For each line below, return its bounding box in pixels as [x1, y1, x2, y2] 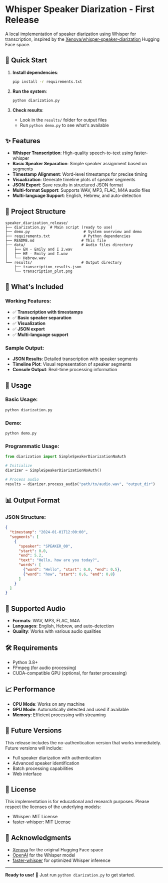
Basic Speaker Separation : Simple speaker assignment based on [12, 161, 147, 167]
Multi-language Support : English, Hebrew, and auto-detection [12, 192, 141, 199]
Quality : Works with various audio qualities [12, 628, 101, 634]
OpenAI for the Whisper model [12, 852, 75, 858]
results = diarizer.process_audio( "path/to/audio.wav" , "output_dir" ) [5, 481, 155, 487]
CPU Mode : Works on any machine [12, 701, 85, 707]
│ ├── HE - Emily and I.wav [5, 251, 68, 257]
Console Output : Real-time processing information [12, 367, 117, 373]
